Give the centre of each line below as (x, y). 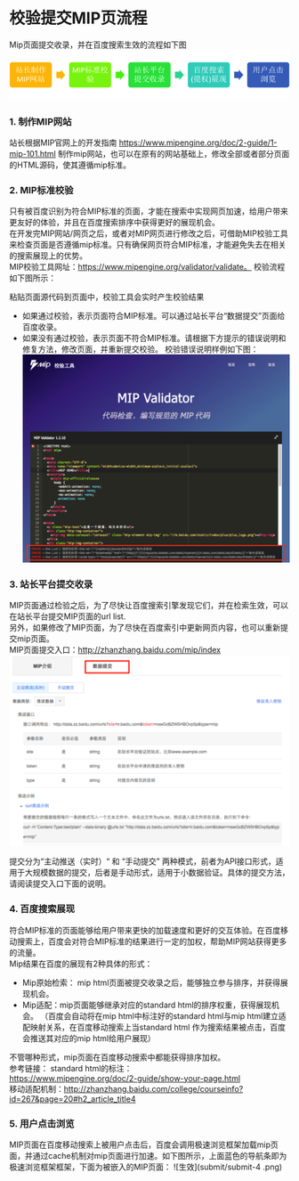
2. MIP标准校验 (41, 190)
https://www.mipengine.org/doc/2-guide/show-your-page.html (125, 1078)
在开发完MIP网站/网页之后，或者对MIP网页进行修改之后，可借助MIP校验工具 (149, 233)
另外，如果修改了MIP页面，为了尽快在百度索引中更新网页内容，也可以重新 (145, 627)
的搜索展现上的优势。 (48, 256)
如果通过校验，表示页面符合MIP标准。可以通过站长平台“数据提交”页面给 (154, 316)
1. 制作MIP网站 (40, 121)
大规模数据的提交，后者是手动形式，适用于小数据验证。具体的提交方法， (157, 873)
